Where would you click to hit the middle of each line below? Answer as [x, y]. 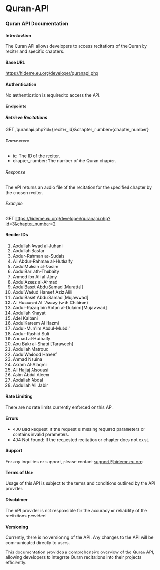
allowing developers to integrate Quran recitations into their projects [73, 557]
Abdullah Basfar [29, 251]
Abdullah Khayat [29, 313]
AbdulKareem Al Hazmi [36, 323]
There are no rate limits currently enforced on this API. [60, 407]
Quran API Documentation [37, 24]
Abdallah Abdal [28, 380]
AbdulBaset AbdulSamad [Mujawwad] [50, 298]
